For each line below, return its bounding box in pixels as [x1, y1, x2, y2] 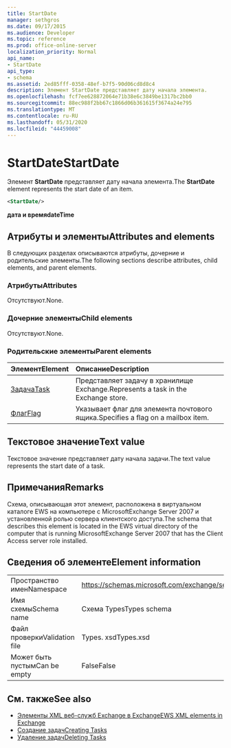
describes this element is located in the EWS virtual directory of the [7, 522, 198, 530]
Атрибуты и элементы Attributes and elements [7, 231, 215, 242]
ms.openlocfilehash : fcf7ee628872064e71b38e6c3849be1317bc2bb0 [7, 94, 192, 100]
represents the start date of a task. [7, 462, 105, 470]
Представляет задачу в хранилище [75, 376, 194, 385]
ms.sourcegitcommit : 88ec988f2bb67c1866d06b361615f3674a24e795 [7, 100, 192, 107]
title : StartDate [7, 10, 57, 17]
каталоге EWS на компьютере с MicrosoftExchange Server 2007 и [7, 507, 199, 515]
